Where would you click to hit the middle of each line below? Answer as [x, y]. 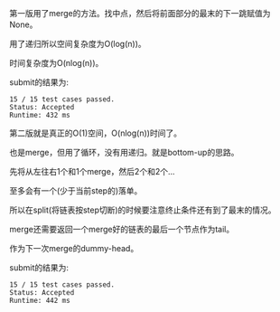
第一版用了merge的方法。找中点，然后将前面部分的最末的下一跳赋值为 [140, 13]
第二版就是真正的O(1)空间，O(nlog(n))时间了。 [96, 133]
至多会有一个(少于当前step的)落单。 [76, 191]
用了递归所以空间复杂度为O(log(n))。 [78, 44]
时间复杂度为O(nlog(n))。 [56, 63]
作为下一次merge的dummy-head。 [74, 248]
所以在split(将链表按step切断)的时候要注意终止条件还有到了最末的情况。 [143, 210]
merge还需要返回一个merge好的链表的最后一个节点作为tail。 [122, 229]
